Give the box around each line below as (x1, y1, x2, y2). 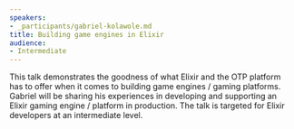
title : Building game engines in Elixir (9, 30, 165, 39)
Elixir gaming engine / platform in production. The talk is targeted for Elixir (9, 100, 286, 111)
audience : (9, 38, 47, 48)
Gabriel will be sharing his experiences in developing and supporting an (9, 91, 278, 102)
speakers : (9, 13, 47, 23)
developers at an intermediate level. (9, 110, 143, 121)
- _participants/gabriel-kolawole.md (9, 22, 152, 31)
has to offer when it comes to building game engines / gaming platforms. (9, 81, 281, 92)
